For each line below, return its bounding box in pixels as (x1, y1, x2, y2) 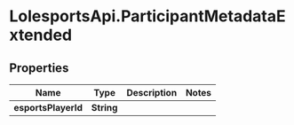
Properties (9, 60, 69, 75)
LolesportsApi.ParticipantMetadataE (9, 6, 286, 27)
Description (126, 87, 178, 98)
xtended (9, 25, 73, 45)
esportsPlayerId (13, 102, 83, 113)
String (91, 102, 118, 113)
